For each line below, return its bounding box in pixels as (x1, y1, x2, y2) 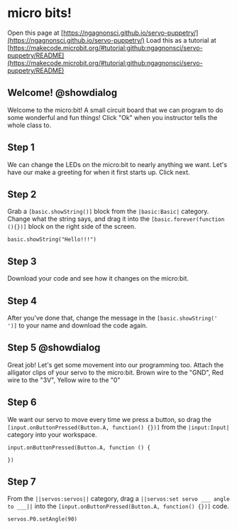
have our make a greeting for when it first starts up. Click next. (7, 168, 190, 176)
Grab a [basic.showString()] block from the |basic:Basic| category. (7, 207, 209, 216)
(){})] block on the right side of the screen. (7, 222, 136, 231)
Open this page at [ (7, 28, 64, 37)
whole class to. (7, 121, 52, 129)
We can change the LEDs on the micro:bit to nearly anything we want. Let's (7, 160, 228, 168)
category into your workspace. (7, 430, 97, 438)
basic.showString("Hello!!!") (7, 236, 97, 243)
